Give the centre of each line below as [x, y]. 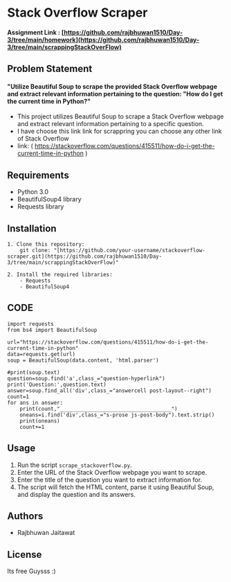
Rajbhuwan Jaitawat [46, 533]
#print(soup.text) [34, 372]
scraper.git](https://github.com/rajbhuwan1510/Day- [85, 256]
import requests [30, 324]
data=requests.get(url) [41, 354]
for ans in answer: [35, 403]
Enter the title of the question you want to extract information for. [110, 479]
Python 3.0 [33, 192]
